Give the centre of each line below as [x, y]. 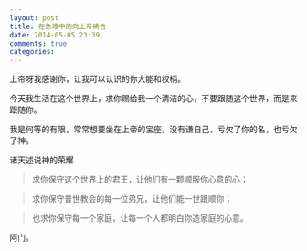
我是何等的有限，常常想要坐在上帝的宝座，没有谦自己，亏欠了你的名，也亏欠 [153, 130]
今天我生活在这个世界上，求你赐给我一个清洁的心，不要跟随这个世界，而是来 [153, 99]
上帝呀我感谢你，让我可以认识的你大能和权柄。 [97, 79]
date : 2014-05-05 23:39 [55, 35]
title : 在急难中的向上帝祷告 [58, 26]
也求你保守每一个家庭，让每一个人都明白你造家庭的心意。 [140, 218]
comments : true [38, 43]
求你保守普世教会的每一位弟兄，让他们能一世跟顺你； [132, 199]
